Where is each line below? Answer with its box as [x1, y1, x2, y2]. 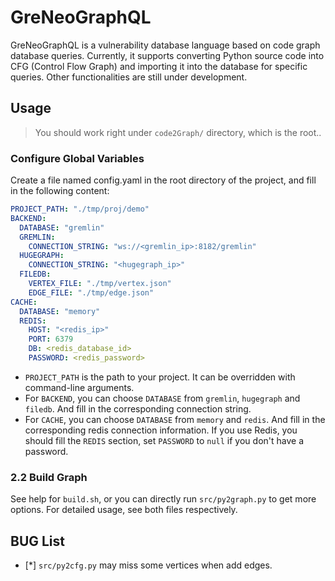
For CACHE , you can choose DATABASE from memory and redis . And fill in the [24, 413, 326, 425]
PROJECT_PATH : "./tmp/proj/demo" [10, 204, 150, 215]
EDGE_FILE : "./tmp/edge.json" [28, 287, 155, 298]
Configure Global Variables [10, 151, 145, 165]
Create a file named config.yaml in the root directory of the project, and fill [10, 174, 317, 186]
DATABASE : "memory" [19, 306, 101, 316]
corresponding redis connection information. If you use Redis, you [24, 424, 298, 436]
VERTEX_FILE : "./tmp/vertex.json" [28, 279, 172, 289]
